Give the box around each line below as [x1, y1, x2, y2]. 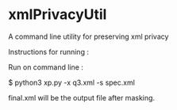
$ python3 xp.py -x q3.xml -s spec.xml [8, 78, 135, 87]
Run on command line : [8, 62, 83, 72]
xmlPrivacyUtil [8, 6, 107, 24]
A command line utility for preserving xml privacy [8, 32, 169, 41]
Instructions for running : [8, 47, 90, 56]
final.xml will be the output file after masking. [8, 93, 156, 102]
